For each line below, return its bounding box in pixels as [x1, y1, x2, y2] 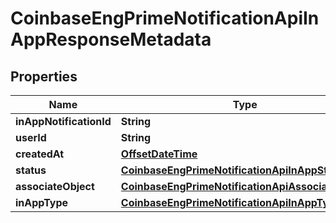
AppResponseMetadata [10, 28, 212, 51]
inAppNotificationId [15, 115, 112, 128]
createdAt [15, 147, 65, 161]
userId [15, 131, 47, 144]
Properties [10, 68, 78, 85]
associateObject [15, 180, 95, 193]
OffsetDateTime [120, 147, 198, 161]
